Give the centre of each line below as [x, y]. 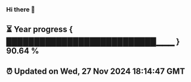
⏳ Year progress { [40, 29]
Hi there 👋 [21, 10]
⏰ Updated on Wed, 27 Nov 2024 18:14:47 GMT [96, 71]
